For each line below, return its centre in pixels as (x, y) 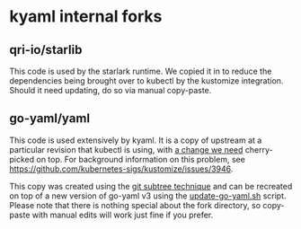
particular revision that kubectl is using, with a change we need (126, 149)
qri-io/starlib (46, 50)
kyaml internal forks (86, 17)
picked (22, 159)
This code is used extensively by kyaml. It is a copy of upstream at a (136, 140)
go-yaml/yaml (50, 119)
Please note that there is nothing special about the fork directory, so (135, 205)
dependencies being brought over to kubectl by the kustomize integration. (146, 81)
